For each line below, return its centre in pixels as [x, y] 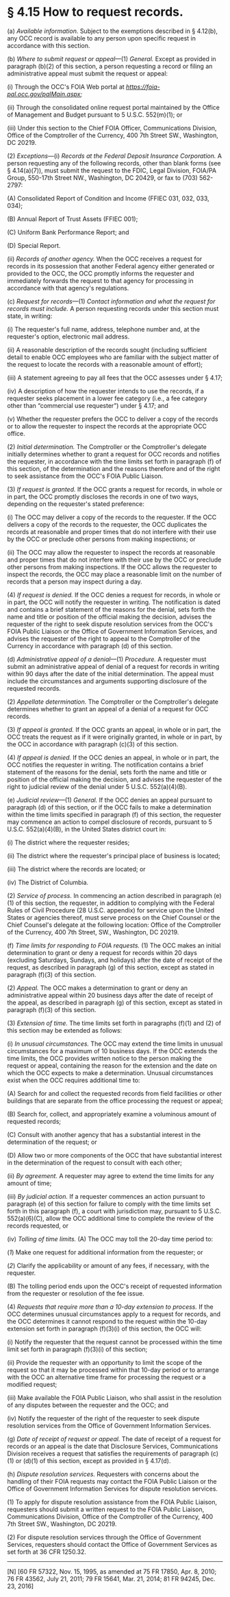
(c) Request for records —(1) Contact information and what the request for [111, 301]
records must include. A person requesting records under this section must [113, 308]
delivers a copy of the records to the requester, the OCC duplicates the [107, 524]
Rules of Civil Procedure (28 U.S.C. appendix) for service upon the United [111, 910]
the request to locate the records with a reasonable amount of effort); [105, 364]
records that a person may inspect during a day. [75, 582]
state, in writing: [30, 316]
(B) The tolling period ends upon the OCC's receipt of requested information [115, 1286]
